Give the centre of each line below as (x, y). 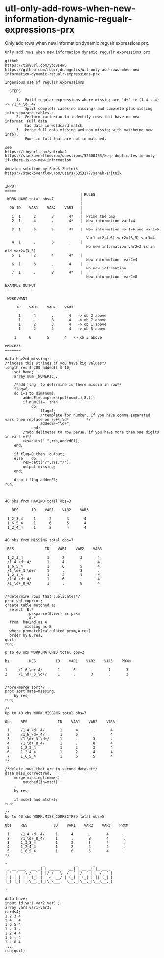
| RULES (88, 195)
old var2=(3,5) (21, 251)
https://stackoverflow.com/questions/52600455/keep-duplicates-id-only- (81, 156)
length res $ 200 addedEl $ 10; (38, 367)
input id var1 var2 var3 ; (33, 903)
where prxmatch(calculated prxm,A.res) (50, 631)
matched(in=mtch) (40, 782)
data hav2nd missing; (27, 359)
